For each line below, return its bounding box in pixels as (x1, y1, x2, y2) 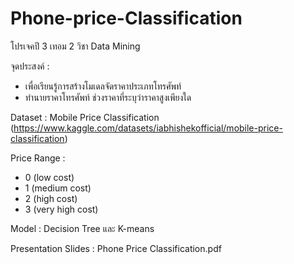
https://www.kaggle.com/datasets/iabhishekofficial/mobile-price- (13, 122, 283, 134)
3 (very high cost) (24, 203, 99, 215)
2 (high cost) (24, 192, 78, 204)
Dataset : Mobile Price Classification (10, 111, 160, 123)
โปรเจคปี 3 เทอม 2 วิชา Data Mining (10, 40, 141, 52)
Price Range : (10, 152, 66, 164)
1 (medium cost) (24, 182, 92, 194)
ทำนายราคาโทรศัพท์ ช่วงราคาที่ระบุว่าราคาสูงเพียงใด (24, 91, 192, 103)
